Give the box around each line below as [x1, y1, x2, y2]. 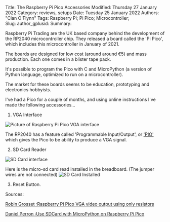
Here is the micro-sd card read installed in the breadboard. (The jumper [5, 166, 154, 172]
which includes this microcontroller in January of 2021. [5, 41, 120, 47]
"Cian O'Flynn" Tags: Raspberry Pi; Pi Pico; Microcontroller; [5, 15, 130, 21]
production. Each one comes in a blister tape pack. [5, 56, 111, 62]
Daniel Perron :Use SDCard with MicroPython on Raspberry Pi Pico [5, 211, 145, 217]
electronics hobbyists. [5, 87, 52, 93]
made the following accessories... [5, 102, 76, 108]
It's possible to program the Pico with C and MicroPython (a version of [5, 66, 152, 72]
